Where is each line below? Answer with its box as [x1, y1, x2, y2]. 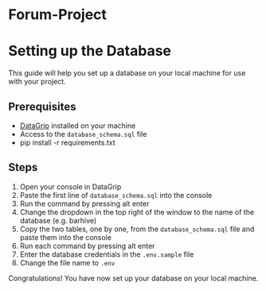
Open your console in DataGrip [19, 181, 122, 192]
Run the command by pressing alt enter [19, 199, 150, 208]
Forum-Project [8, 6, 108, 24]
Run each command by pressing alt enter [19, 241, 155, 250]
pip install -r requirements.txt [19, 138, 115, 147]
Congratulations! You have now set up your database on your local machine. [8, 273, 259, 283]
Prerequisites [8, 99, 76, 113]
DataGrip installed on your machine [19, 121, 136, 130]
